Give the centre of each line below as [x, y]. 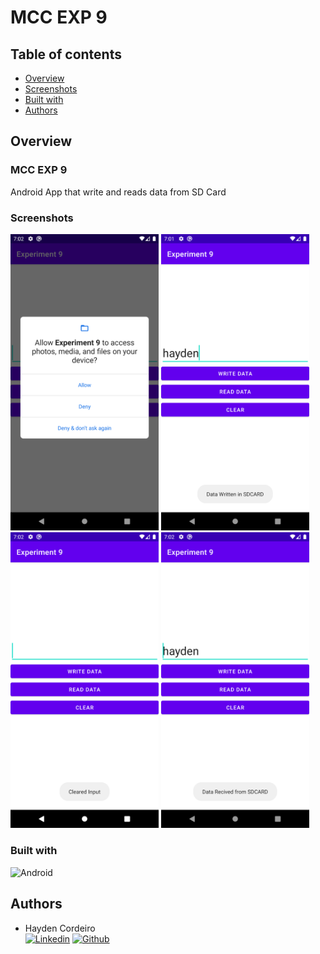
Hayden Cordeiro [60, 928]
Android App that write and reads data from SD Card [118, 192]
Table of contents [66, 54]
